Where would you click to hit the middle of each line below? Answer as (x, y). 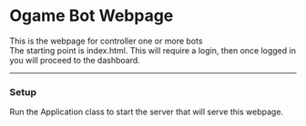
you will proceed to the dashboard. (75, 60)
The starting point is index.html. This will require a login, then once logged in (153, 50)
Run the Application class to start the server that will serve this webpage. (147, 112)
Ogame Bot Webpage (92, 16)
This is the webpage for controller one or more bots (106, 41)
